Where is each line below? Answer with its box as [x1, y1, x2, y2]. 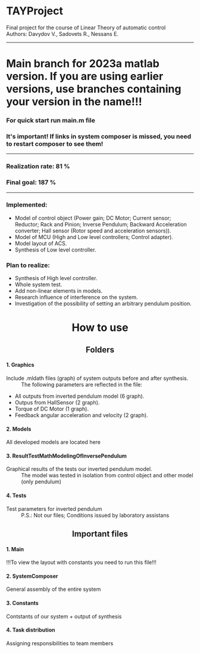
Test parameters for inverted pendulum [6, 505, 102, 512]
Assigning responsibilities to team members [6, 639, 114, 646]
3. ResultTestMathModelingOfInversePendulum [6, 452, 127, 459]
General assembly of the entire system [6, 585, 101, 593]
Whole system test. [14, 281, 62, 288]
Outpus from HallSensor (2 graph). [14, 398, 100, 406]
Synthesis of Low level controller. [14, 246, 96, 253]
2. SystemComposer [6, 572, 58, 580]
